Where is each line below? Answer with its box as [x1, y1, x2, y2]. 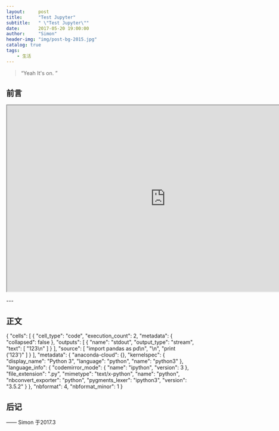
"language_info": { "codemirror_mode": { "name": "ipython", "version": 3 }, [6, 364, 189, 371]
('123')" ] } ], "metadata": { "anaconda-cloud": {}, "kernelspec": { [6, 351, 165, 358]
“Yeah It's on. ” [20, 69, 58, 76]
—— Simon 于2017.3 [6, 418, 56, 426]
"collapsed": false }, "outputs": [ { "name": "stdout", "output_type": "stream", [6, 339, 194, 346]
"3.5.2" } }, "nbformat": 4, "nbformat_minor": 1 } [6, 383, 123, 390]
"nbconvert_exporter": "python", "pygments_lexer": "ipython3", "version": [6, 377, 187, 384]
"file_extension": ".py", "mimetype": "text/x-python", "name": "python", [6, 370, 180, 377]
